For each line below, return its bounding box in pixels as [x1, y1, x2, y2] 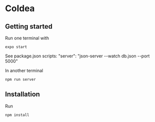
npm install [5, 112, 29, 117]
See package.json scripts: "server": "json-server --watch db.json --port [5, 53, 150, 59]
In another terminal [5, 68, 43, 73]
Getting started [5, 22, 53, 31]
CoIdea [5, 3, 35, 14]
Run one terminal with [5, 35, 49, 41]
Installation [5, 90, 40, 99]
